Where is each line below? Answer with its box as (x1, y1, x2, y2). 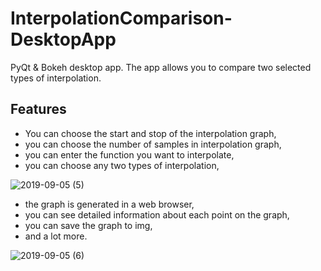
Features (10, 101, 67, 118)
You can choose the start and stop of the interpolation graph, (24, 127, 277, 139)
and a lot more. (24, 230, 88, 242)
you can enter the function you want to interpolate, (24, 148, 235, 161)
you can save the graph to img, (24, 219, 153, 231)
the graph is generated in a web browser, (24, 198, 195, 210)
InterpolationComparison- (10, 7, 233, 30)
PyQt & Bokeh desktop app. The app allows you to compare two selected (10, 61, 312, 73)
